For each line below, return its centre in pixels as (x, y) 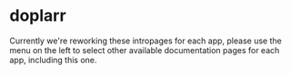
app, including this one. (53, 60)
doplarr (38, 16)
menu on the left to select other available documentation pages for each (145, 50)
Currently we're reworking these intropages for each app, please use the (145, 41)
